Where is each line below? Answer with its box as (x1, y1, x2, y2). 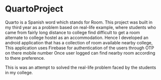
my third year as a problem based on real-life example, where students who (5, 24, 156, 30)
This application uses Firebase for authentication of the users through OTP (5, 45, 154, 51)
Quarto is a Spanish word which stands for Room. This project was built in (5, 19, 153, 25)
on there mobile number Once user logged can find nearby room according (5, 50, 156, 56)
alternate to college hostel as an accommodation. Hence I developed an (5, 35, 149, 40)
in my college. (5, 69, 33, 75)
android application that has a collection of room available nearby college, (5, 40, 153, 45)
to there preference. (5, 55, 45, 61)
